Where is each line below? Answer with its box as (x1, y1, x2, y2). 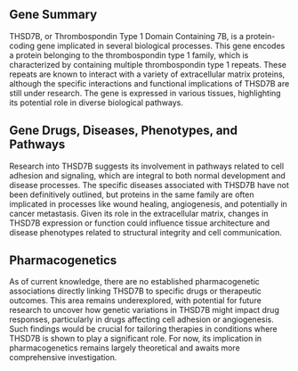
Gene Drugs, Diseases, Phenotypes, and (9, 123, 238, 138)
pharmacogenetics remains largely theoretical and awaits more (9, 342, 240, 353)
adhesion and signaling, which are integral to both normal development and (9, 169, 286, 181)
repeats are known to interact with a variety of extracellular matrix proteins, (9, 69, 286, 79)
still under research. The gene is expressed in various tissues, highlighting (9, 87, 282, 98)
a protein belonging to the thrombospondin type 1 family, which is (9, 49, 249, 61)
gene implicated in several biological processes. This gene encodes (36, 40, 286, 51)
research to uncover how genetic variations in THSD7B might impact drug (9, 305, 280, 316)
